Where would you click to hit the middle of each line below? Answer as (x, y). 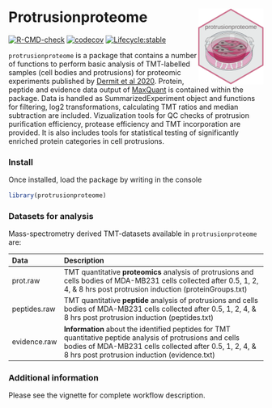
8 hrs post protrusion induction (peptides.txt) (139, 318)
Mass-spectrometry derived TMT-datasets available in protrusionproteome (133, 233)
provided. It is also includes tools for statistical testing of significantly (123, 132)
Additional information (54, 378)
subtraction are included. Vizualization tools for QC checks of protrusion (129, 115)
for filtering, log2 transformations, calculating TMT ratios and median (123, 107)
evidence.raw (34, 342)
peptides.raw (34, 309)
